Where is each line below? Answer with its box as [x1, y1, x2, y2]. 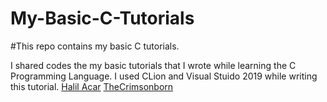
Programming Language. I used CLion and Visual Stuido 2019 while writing [10, 70, 318, 82]
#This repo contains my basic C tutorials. [10, 40, 180, 52]
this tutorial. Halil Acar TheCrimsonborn [10, 80, 174, 92]
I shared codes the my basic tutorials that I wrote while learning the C [10, 59, 297, 71]
